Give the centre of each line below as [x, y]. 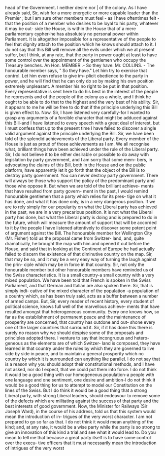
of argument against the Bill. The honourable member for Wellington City [79, 233]
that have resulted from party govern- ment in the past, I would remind [77, 191]
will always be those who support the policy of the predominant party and [80, 181]
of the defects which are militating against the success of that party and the [82, 401]
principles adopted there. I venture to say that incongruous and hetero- [77, 338]
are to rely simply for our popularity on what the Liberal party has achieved [81, 207]
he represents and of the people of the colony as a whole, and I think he [78, 97]
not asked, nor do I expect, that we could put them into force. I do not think [81, 369]
